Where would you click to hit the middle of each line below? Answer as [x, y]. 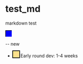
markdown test [21, 23]
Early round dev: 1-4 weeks [49, 56]
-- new [12, 44]
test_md [23, 9]
